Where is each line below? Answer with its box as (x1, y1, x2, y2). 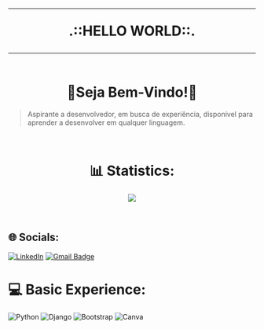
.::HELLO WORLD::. (68, 22, 196, 40)
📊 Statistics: (89, 162, 175, 180)
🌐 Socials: (8, 231, 60, 244)
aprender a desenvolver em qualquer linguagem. (27, 118, 185, 127)
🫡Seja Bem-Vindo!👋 (66, 83, 198, 101)
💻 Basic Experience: (8, 280, 146, 298)
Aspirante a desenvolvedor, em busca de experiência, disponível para (27, 109, 254, 119)
